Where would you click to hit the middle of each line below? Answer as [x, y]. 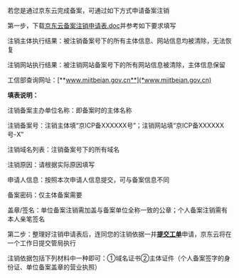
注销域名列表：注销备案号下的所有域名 [63, 149]
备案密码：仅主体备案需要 [45, 195]
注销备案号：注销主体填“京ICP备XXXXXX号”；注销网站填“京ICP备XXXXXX [116, 125]
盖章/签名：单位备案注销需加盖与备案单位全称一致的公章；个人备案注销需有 [118, 210]
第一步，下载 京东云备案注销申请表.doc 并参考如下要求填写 [92, 26]
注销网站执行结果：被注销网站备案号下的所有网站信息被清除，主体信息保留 [116, 65]
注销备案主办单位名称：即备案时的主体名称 [70, 110]
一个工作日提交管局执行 [42, 243]
